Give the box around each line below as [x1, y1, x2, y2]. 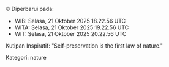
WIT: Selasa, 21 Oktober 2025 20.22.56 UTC [14, 30, 127, 37]
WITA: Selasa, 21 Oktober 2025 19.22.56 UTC [14, 24, 129, 31]
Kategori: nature [6, 54, 47, 61]
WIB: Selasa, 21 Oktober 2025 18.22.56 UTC [14, 18, 126, 24]
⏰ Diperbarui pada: [6, 5, 54, 12]
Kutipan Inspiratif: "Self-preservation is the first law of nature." [6, 42, 163, 49]
